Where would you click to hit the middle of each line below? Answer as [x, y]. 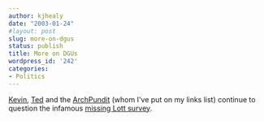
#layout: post [32, 31]
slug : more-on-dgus [41, 39]
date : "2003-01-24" [41, 24]
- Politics [27, 76]
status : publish [36, 46]
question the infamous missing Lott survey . [80, 108]
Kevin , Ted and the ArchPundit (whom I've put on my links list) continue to [132, 99]
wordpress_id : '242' [43, 62]
